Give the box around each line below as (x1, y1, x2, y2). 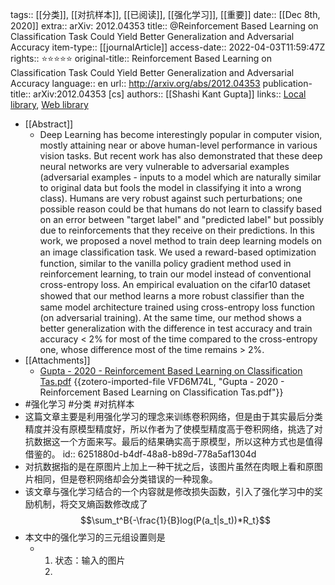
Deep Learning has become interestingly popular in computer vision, (39, 129, 323, 140)
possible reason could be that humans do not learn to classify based (39, 203, 322, 215)
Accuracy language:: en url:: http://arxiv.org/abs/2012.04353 (10, 78, 261, 89)
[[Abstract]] (24, 118, 74, 130)
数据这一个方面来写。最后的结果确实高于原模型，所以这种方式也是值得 (33, 436, 323, 447)
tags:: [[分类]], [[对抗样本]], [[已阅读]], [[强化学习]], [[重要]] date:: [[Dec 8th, (10, 9, 321, 20)
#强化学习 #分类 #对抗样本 (24, 398, 135, 410)
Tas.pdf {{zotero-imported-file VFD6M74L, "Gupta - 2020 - (39, 376, 285, 387)
